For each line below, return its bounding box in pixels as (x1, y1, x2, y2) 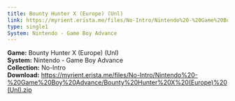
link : (7, 17, 23, 24)
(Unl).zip (7, 86, 33, 94)
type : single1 (7, 23, 49, 30)
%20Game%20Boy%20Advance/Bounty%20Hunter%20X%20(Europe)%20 (7, 78, 227, 87)
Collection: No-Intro (7, 63, 66, 72)
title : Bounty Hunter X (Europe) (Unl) (7, 10, 124, 17)
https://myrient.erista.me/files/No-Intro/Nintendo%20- (41, 71, 198, 79)
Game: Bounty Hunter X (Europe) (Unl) (7, 49, 119, 57)
